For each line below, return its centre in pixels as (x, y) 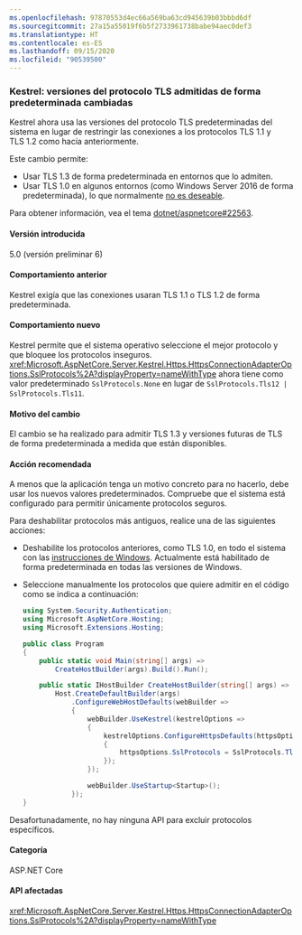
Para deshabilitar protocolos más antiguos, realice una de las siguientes (143, 521)
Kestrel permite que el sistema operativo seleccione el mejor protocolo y (144, 345)
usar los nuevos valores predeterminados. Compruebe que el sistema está (147, 494)
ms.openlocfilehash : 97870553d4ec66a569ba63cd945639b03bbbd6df (131, 18)
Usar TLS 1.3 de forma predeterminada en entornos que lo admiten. (147, 176)
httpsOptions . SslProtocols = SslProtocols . (202, 753)
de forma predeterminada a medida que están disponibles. (118, 444)
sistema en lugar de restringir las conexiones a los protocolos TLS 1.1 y (141, 132)
